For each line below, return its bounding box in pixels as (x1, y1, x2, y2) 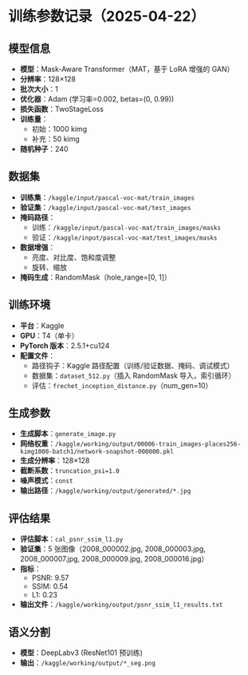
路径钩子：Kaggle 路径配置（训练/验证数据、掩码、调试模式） (31, 360, 234, 370)
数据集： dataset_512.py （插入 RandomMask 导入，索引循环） (31, 371, 236, 380)
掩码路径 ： (19, 212, 56, 222)
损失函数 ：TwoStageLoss (19, 105, 104, 113)
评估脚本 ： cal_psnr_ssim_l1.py (19, 534, 124, 544)
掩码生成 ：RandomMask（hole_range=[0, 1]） (19, 272, 171, 282)
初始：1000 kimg (31, 125, 88, 133)
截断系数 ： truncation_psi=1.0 (19, 466, 120, 475)
